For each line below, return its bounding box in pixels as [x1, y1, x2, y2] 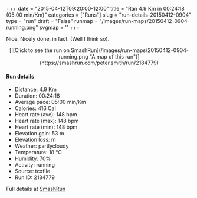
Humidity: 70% [14, 155, 51, 162]
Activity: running [14, 161, 55, 168]
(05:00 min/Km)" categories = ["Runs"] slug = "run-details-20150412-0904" [6, 11, 192, 18]
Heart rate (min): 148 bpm [14, 124, 78, 131]
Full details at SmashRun [6, 186, 66, 193]
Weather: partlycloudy [14, 142, 69, 150]
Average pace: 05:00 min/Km [14, 99, 87, 106]
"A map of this [89, 53, 124, 60]
